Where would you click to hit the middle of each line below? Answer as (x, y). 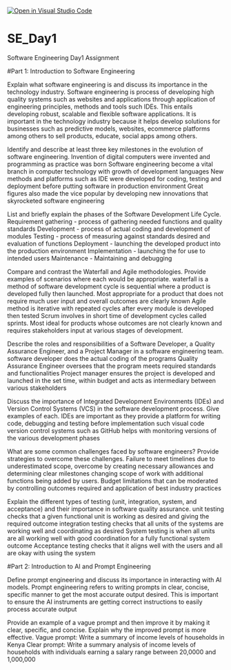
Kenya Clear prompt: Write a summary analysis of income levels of (102, 644)
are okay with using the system (51, 552)
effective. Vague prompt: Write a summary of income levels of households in (116, 637)
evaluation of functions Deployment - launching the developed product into (114, 243)
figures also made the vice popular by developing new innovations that (108, 193)
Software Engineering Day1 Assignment (63, 57)
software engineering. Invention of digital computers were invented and (109, 156)
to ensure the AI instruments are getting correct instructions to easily (105, 602)
